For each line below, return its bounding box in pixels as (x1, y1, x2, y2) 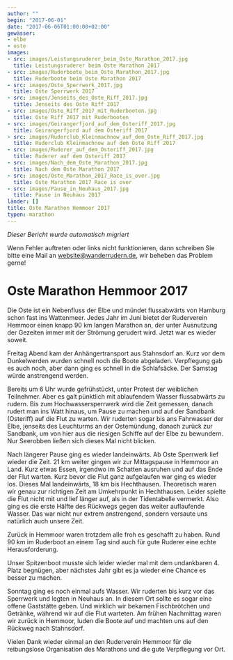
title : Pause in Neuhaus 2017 (13, 192, 101, 199)
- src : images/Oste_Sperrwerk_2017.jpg (7, 82, 123, 89)
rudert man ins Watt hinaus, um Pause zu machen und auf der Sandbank (7, 407, 216, 415)
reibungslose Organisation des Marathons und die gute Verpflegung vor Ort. (7, 645, 226, 653)
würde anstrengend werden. (7, 371, 88, 380)
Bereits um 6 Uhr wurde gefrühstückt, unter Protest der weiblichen (7, 385, 198, 393)
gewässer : (7, 29, 36, 37)
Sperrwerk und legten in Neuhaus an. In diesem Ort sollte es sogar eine (7, 594, 212, 603)
